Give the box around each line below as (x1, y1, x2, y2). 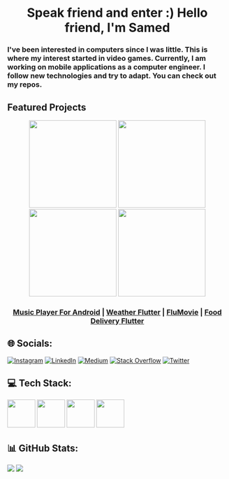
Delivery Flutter (90, 316, 145, 326)
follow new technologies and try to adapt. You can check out (7, 71, 216, 81)
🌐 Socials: (7, 338, 53, 350)
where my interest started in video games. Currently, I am (7, 54, 206, 64)
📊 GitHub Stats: (7, 442, 79, 454)
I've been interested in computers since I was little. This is (7, 45, 208, 55)
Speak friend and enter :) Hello (27, 5, 208, 21)
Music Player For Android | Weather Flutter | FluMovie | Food (13, 307, 222, 317)
